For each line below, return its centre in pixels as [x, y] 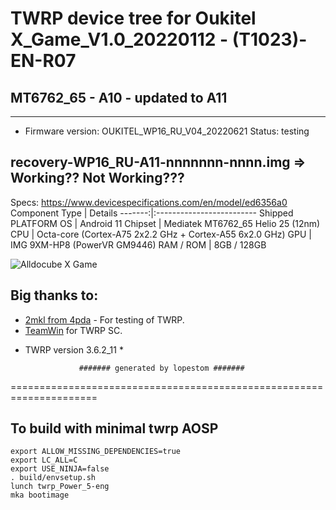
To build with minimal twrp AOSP [114, 428]
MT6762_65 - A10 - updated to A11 [119, 97]
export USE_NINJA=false [60, 469]
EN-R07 [43, 61]
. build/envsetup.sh [53, 478]
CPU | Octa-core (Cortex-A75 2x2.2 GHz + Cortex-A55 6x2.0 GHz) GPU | [161, 234]
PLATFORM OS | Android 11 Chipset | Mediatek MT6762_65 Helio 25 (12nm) [165, 223]
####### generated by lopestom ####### [161, 368]
